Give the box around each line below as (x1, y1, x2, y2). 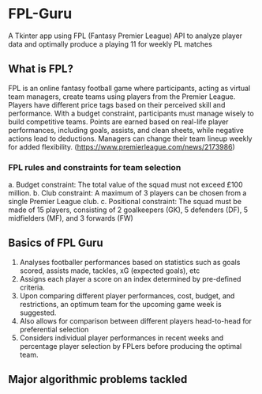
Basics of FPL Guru (8, 237, 104, 250)
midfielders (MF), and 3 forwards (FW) (8, 214, 134, 223)
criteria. (19, 282, 45, 292)
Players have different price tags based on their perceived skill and (8, 100, 226, 109)
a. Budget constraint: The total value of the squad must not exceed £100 (8, 180, 243, 190)
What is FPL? (8, 63, 73, 76)
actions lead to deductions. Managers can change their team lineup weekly (8, 134, 253, 143)
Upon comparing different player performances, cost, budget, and (19, 290, 235, 301)
